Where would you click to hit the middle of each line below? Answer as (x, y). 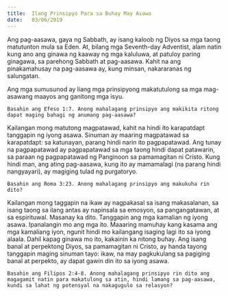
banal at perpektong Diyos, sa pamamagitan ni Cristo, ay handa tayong (107, 246)
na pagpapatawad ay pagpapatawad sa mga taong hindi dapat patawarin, (111, 149)
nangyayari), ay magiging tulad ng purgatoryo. (73, 171)
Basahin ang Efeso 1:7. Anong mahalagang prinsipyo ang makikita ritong (113, 109)
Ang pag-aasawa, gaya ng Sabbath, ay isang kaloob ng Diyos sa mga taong (114, 39)
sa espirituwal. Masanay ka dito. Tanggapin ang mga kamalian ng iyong (107, 217)
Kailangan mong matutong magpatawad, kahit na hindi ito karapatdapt (106, 127)
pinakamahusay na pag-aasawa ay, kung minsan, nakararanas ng (99, 69)
